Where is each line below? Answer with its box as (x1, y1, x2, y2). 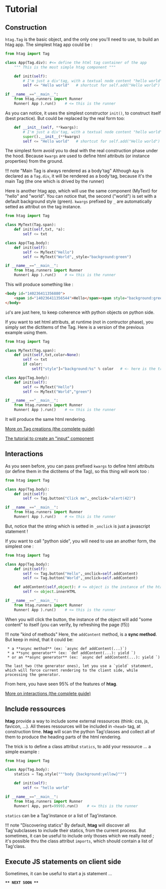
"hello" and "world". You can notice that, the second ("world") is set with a (5, 193, 157, 199)
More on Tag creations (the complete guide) (5, 426, 95, 432)
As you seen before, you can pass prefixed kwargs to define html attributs (5, 463, 155, 469)
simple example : (5, 749, 40, 755)
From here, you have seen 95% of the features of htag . (5, 681, 118, 687)
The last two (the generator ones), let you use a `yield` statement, (5, 663, 154, 668)
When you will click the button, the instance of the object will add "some (5, 616, 152, 622)
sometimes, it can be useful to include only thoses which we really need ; (5, 832, 155, 838)
